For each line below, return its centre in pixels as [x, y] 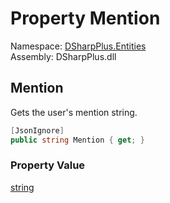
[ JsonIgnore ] [37, 130]
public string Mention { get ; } [77, 140]
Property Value [48, 165]
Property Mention [85, 18]
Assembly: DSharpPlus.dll [63, 56]
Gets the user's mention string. [74, 112]
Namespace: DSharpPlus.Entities [78, 46]
